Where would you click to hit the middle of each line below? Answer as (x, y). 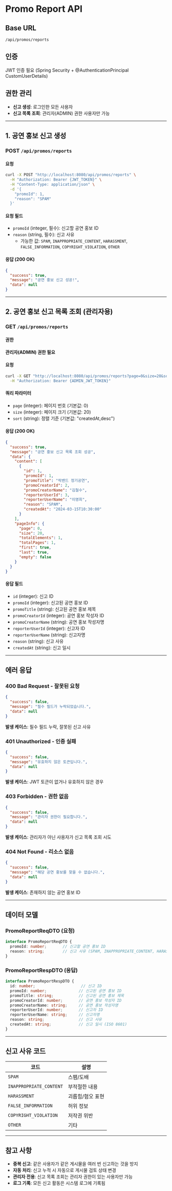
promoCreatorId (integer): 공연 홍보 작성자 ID (58, 615)
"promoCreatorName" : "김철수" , (55, 490)
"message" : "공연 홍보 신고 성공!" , (45, 280)
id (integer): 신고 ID (33, 596)
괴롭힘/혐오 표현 (86, 1096)
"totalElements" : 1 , (41, 538)
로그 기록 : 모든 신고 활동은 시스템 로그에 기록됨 (59, 1183)
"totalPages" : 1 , (37, 543)
